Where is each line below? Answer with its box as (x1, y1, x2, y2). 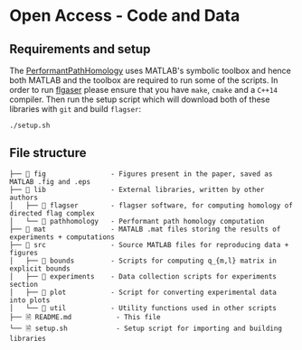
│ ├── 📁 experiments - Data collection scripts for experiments (9, 272, 278, 281)
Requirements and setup (9, 41, 151, 57)
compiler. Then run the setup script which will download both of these (9, 94, 270, 105)
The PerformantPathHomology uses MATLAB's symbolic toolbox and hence (9, 65, 292, 76)
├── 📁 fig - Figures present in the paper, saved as (9, 169, 273, 179)
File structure (9, 145, 87, 161)
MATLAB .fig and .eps (9, 177, 91, 186)
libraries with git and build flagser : (9, 104, 142, 114)
